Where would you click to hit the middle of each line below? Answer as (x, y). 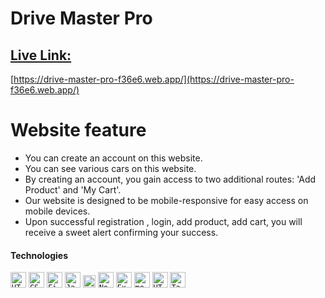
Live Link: (41, 55)
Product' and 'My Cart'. (73, 189)
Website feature (78, 130)
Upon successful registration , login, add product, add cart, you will (163, 221)
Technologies (39, 255)
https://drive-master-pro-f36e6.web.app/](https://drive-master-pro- (154, 79)
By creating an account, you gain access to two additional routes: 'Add (170, 179)
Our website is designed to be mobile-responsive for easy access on (166, 200)
